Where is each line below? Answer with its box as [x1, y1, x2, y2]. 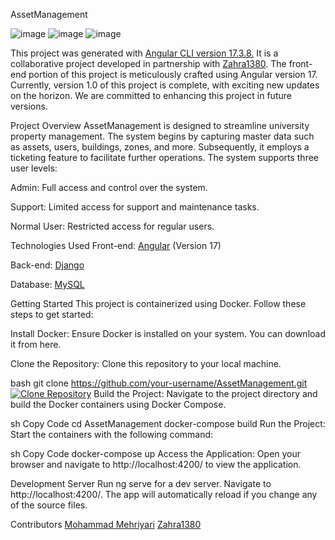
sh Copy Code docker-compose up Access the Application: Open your [10, 448, 302, 459]
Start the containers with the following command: [10, 429, 214, 440]
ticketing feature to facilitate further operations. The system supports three [10, 152, 320, 163]
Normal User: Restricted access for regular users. [10, 220, 215, 232]
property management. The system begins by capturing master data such [10, 130, 315, 142]
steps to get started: [10, 309, 94, 320]
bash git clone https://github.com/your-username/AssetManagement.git [10, 377, 308, 389]
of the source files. [10, 499, 88, 511]
